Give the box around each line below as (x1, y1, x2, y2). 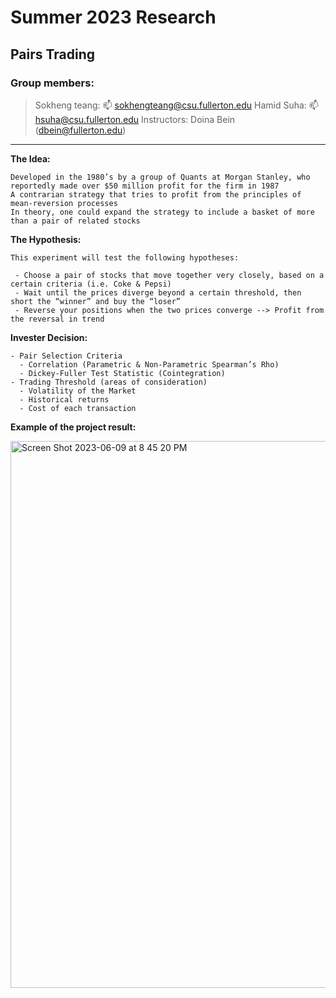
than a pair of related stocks (10, 216, 141, 226)
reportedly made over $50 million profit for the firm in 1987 (10, 181, 280, 191)
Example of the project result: (10, 421, 137, 433)
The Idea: (10, 152, 51, 165)
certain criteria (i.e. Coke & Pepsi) (10, 279, 172, 289)
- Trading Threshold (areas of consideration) (10, 377, 208, 387)
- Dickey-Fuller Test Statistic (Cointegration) (19, 368, 226, 378)
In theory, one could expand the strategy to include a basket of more (10, 207, 315, 217)
